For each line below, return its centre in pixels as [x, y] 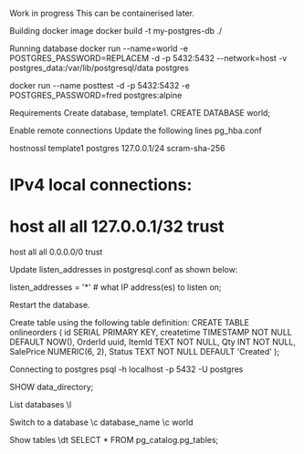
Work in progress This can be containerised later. [102, 13]
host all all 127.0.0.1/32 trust [117, 227]
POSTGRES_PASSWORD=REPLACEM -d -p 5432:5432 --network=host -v [148, 58]
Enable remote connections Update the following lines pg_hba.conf [136, 130]
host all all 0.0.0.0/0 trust [56, 252]
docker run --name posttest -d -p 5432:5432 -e [100, 85]
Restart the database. [50, 305]
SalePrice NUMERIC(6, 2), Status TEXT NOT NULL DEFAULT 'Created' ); [145, 352]
